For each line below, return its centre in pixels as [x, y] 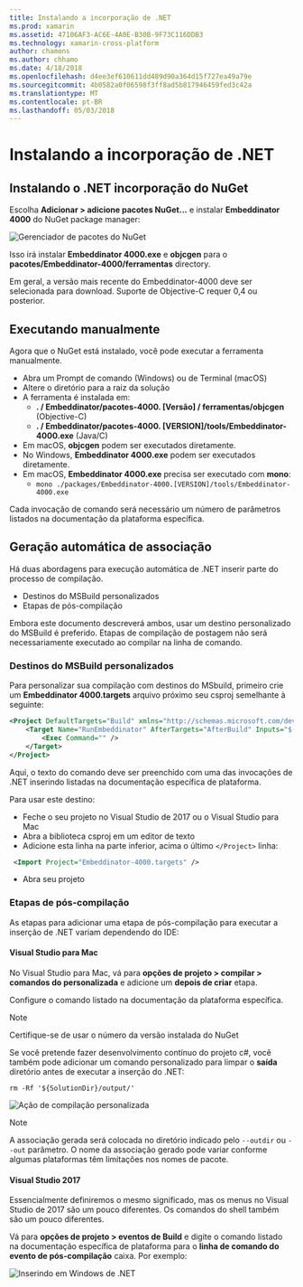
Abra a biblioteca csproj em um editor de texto [109, 836]
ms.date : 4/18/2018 [46, 69]
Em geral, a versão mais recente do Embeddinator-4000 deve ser [131, 282]
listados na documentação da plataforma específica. [107, 519]
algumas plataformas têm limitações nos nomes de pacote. [119, 1159]
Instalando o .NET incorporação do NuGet [129, 188]
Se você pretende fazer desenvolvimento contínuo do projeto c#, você [141, 1052]
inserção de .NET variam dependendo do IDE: [94, 932]
